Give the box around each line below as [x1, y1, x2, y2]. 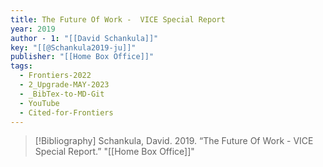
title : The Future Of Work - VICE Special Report [10, 14, 226, 25]
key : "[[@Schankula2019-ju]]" [10, 42, 137, 53]
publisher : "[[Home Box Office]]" [10, 52, 155, 62]
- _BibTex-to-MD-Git [19, 89, 105, 99]
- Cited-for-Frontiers [19, 107, 114, 118]
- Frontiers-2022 [19, 71, 92, 81]
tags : [10, 61, 33, 71]
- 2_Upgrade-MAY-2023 [19, 80, 110, 90]
